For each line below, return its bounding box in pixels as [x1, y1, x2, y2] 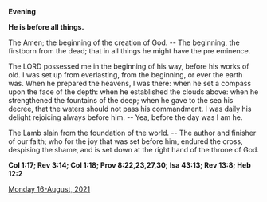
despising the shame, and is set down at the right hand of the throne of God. [8, 145, 259, 154]
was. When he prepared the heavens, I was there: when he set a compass [8, 79, 252, 88]
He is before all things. [8, 22, 84, 31]
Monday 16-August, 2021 [8, 184, 91, 194]
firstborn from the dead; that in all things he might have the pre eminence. [8, 46, 251, 55]
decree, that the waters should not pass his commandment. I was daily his [8, 104, 252, 113]
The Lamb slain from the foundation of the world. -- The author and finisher [8, 128, 257, 137]
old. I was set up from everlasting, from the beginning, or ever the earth [8, 70, 243, 79]
